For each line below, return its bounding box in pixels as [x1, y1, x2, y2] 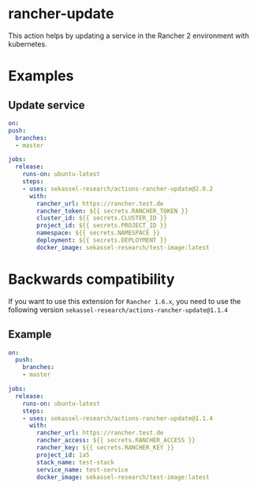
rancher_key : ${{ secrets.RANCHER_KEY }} [36, 444, 175, 452]
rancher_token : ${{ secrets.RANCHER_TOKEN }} [36, 207, 189, 215]
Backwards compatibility [8, 270, 175, 288]
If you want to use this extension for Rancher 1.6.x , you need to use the [8, 296, 241, 306]
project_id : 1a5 [36, 451, 90, 459]
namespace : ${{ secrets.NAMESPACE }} [36, 229, 160, 237]
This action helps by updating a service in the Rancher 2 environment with [8, 31, 250, 40]
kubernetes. [8, 39, 47, 48]
